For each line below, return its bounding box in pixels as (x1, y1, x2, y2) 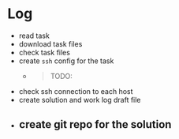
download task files (18, 39, 83, 48)
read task (18, 31, 50, 40)
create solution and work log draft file (18, 95, 141, 104)
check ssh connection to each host (18, 86, 133, 96)
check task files (18, 47, 70, 57)
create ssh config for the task (18, 56, 114, 66)
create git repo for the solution (18, 118, 172, 131)
